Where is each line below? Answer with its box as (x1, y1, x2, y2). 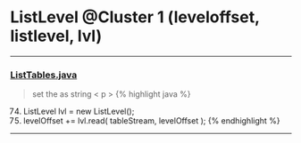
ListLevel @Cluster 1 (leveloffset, (10, 7, 260, 28)
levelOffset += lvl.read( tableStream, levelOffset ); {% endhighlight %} (22, 115, 280, 126)
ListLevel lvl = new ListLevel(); (22, 106, 135, 117)
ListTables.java (10, 68, 78, 81)
